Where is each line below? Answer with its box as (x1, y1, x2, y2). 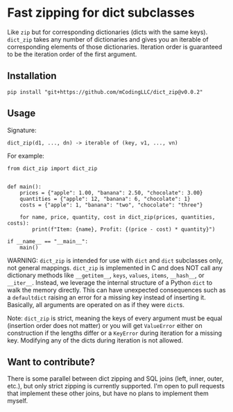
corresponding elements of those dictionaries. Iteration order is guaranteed (7, 42, 223, 51)
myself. (7, 397, 28, 405)
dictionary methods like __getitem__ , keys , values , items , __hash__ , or (7, 271, 205, 279)
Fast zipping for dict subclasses (7, 5, 196, 21)
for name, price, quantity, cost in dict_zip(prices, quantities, (19, 213, 216, 220)
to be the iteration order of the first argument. (7, 50, 137, 58)
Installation (7, 70, 57, 82)
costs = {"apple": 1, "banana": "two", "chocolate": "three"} (19, 201, 203, 208)
